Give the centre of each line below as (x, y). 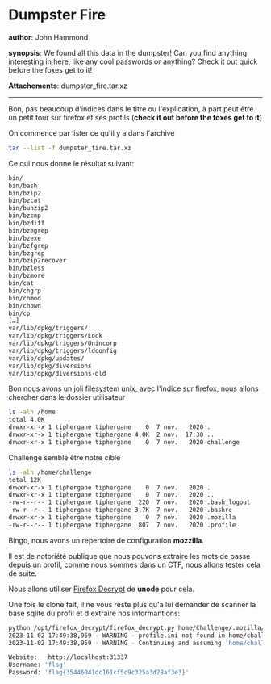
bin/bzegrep (28, 231)
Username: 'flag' (38, 665)
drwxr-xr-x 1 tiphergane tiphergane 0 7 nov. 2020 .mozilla (122, 518)
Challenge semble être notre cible (65, 457)
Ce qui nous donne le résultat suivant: (71, 163)
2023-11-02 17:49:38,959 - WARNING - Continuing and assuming (115, 643)
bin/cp (19, 313)
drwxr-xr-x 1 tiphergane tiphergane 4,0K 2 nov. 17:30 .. (112, 435)
